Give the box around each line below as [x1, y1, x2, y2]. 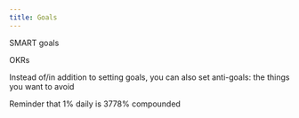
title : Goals [9, 12, 58, 22]
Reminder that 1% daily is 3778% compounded [9, 98, 181, 109]
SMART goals [9, 37, 60, 48]
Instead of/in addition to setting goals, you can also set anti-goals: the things [9, 72, 290, 83]
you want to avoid [9, 81, 75, 91]
